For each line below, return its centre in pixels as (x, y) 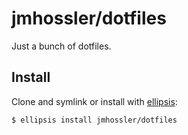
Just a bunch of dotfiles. (61, 46)
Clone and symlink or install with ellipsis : (94, 101)
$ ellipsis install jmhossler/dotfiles (94, 120)
